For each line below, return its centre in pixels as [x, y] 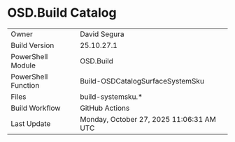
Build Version [33, 45]
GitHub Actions [105, 108]
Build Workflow [36, 108]
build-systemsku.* [112, 97]
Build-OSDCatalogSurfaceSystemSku [142, 81]
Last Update [31, 123]
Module [23, 65]
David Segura [102, 34]
